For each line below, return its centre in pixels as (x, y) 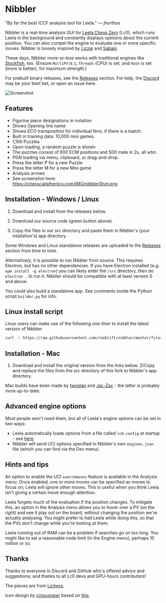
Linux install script (34, 312)
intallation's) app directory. (40, 236)
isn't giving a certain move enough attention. (51, 492)
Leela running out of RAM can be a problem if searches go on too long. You (82, 533)
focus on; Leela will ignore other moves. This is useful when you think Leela (82, 487)
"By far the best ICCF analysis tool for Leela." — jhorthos (63, 23)
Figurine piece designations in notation (52, 121)
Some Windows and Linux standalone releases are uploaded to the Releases (83, 245)
